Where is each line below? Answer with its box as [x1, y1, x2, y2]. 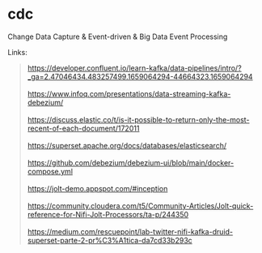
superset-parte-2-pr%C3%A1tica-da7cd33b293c [27, 235, 193, 245]
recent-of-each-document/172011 [27, 123, 140, 133]
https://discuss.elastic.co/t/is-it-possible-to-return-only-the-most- [27, 114, 250, 124]
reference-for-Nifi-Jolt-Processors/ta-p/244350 [27, 209, 189, 219]
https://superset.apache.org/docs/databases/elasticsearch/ [27, 140, 227, 150]
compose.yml [27, 166, 74, 176]
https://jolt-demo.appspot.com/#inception [27, 183, 168, 193]
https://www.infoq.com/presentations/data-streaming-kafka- [27, 88, 231, 98]
